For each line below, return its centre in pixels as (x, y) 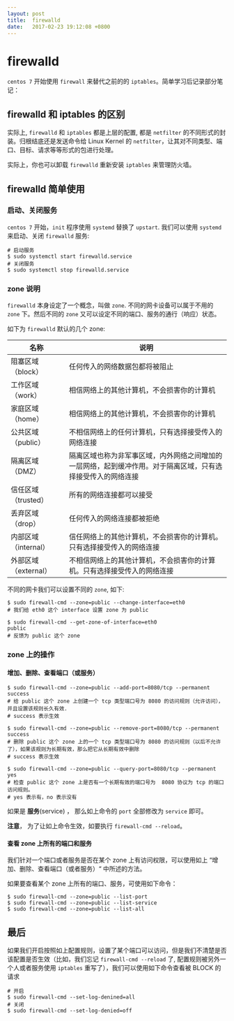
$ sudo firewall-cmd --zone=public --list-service (82, 903)
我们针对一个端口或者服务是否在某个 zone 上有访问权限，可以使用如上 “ (110, 860)
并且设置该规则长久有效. (37, 709)
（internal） (30, 548)
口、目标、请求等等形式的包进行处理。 (62, 150)
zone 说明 (24, 288)
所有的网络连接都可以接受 (111, 495)
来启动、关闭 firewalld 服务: (48, 235)
